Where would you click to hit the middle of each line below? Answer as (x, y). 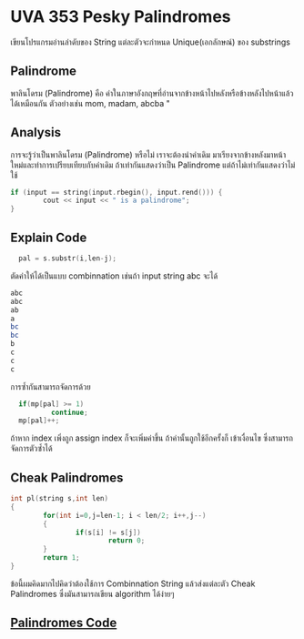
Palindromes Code (64, 623)
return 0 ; (127, 541)
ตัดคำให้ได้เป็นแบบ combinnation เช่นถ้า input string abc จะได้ (114, 276)
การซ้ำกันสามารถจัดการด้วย (51, 386)
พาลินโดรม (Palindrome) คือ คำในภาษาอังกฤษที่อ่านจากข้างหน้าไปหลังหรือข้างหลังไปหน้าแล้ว (152, 93)
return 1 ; (61, 558)
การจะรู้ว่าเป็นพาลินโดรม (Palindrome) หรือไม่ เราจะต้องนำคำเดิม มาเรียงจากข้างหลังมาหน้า (148, 154)
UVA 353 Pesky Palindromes (121, 17)
